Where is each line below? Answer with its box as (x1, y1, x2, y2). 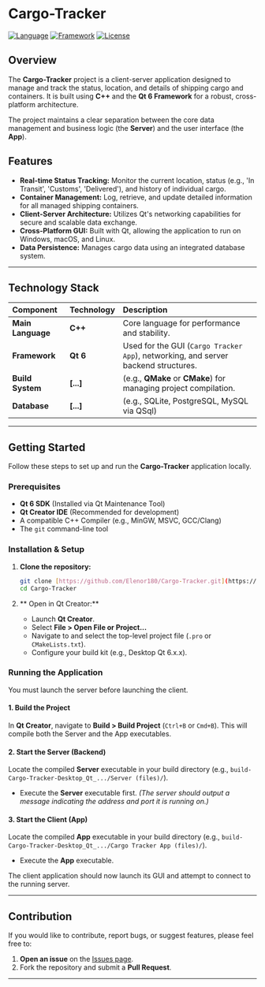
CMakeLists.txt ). (31, 639, 86, 649)
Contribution (8, 910, 73, 923)
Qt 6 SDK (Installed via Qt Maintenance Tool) (19, 499, 166, 508)
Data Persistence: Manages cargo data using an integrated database (19, 242, 246, 252)
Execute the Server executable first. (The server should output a (19, 788, 230, 798)
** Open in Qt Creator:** (19, 598, 99, 608)
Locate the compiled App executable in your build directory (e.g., (8, 832, 221, 842)
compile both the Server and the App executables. (8, 729, 172, 739)
